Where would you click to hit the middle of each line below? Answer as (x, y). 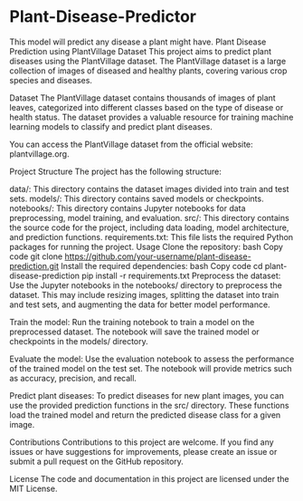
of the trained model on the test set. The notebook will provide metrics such (151, 368)
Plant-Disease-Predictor (103, 17)
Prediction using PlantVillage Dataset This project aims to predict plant (141, 51)
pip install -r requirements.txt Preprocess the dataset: (181, 275)
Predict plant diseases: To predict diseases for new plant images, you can (147, 395)
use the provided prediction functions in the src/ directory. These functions (149, 405)
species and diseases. (51, 80)
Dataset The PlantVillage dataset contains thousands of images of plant (142, 98)
